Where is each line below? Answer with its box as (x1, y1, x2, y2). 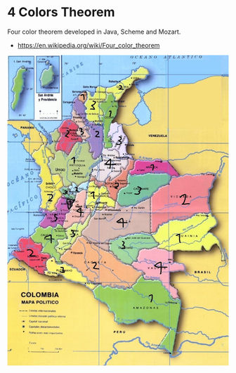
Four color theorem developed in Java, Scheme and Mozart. (7, 27, 181, 36)
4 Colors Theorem (7, 4, 115, 20)
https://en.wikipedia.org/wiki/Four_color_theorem (17, 41, 160, 49)
